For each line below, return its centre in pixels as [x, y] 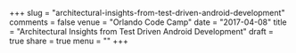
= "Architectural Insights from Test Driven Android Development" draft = [141, 31]
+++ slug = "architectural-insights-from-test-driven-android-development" [147, 13]
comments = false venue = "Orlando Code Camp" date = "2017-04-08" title [148, 22]
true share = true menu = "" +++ [69, 41]
